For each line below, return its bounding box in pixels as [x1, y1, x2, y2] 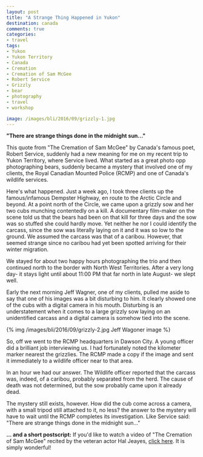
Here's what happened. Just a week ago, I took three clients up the [6, 188, 174, 195]
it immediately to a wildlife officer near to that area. [6, 357, 133, 364]
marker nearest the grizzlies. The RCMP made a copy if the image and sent [6, 351, 194, 358]
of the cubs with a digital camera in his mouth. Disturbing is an [6, 301, 162, 309]
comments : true [6, 25, 45, 32]
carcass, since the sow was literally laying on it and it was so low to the [6, 227, 184, 234]
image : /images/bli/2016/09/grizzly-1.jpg [6, 116, 115, 122]
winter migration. [6, 246, 48, 253]
